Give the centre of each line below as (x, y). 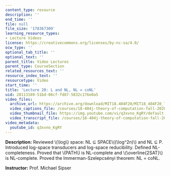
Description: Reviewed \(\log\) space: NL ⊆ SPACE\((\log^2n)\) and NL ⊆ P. (84, 142)
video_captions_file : (33, 109)
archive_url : (24, 104)
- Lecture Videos (24, 38)
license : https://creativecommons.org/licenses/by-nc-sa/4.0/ (72, 43)
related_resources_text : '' (35, 71)
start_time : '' (21, 85)
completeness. (21, 153)
